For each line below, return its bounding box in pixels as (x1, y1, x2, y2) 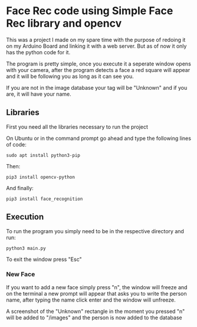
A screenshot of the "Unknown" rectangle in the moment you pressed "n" (6, 308, 185, 315)
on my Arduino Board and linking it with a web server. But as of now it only (6, 42, 187, 50)
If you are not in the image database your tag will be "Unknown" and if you (6, 84, 188, 91)
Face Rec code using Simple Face (6, 4, 173, 18)
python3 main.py (6, 245, 46, 251)
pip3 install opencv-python (6, 174, 75, 180)
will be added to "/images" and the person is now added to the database (6, 314, 182, 321)
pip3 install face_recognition (6, 196, 83, 202)
